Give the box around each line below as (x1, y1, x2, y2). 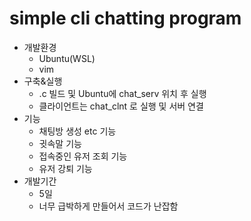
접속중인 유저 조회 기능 (38, 150, 128, 162)
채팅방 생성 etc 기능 (38, 125, 117, 137)
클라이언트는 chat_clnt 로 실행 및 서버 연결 (38, 100, 204, 112)
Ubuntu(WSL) (38, 52, 96, 64)
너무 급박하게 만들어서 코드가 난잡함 (38, 200, 179, 212)
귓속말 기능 (38, 137, 82, 149)
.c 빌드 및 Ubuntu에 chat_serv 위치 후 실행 (38, 87, 207, 99)
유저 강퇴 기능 (38, 162, 93, 174)
